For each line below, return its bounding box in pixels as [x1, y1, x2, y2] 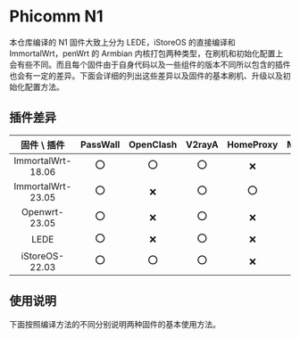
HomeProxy [227, 138, 279, 151]
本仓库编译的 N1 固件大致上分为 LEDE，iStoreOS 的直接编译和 [9, 37, 236, 47]
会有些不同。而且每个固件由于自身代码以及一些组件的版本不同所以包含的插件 [9, 59, 291, 70]
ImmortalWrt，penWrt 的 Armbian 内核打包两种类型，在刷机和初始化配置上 [9, 47, 284, 59]
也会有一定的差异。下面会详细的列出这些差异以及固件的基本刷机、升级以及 [9, 70, 283, 81]
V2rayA [186, 138, 219, 151]
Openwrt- [21, 205, 64, 218]
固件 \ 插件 [21, 138, 65, 151]
